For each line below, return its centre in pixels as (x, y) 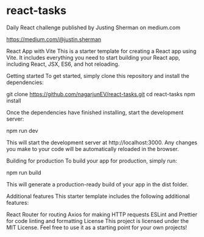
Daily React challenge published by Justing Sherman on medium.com (93, 27)
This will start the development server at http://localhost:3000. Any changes (102, 142)
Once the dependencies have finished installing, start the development (95, 112)
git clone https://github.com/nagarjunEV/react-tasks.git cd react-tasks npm (101, 94)
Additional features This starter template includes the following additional (98, 196)
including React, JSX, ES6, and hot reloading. (63, 64)
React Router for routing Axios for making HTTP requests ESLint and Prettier (102, 214)
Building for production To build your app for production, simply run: (92, 161)
